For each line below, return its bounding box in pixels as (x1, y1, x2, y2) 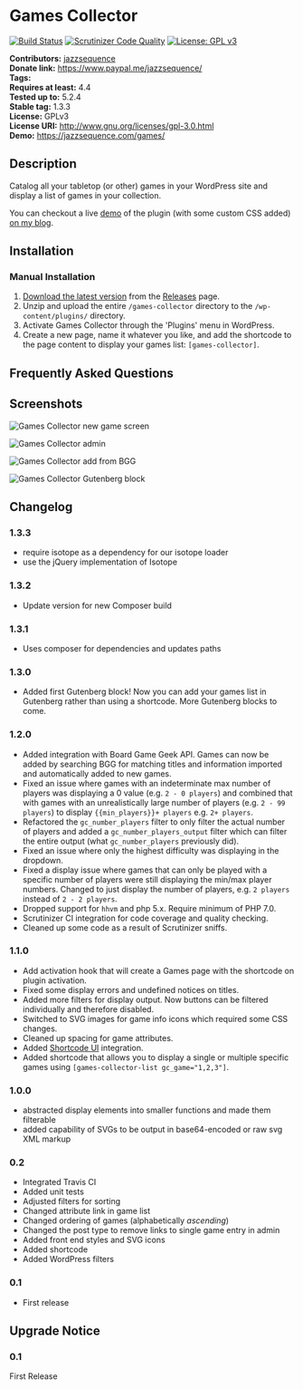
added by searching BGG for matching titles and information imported (22, 758, 283, 769)
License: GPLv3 (9, 111, 70, 121)
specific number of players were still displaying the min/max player (22, 873, 272, 884)
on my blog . (9, 217, 54, 227)
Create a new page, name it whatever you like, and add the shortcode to (22, 330, 292, 341)
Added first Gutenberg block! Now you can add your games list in (22, 686, 267, 698)
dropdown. (22, 854, 63, 865)
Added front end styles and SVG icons (22, 1234, 166, 1246)
